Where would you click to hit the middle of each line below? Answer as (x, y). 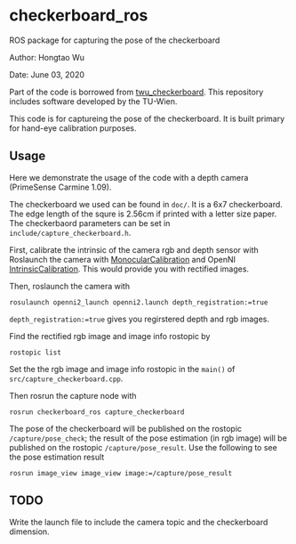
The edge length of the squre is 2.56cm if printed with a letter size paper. (143, 214)
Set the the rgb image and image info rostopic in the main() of (122, 369)
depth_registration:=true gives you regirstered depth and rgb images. (139, 319)
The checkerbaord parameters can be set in (90, 223)
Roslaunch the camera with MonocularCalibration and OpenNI (123, 259)
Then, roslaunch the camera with (70, 286)
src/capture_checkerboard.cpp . (66, 378)
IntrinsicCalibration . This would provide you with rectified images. (129, 269)
